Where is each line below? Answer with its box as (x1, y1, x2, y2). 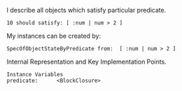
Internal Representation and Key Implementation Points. (6, 57, 167, 66)
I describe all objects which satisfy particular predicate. (6, 6, 167, 14)
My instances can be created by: (6, 31, 101, 40)
